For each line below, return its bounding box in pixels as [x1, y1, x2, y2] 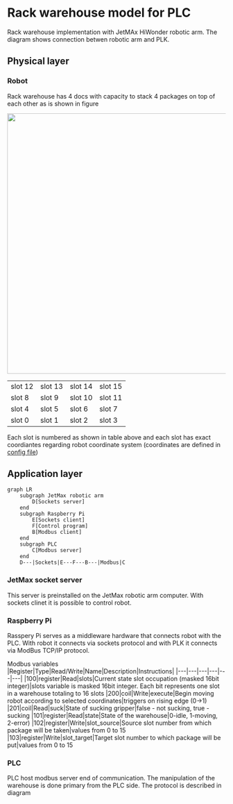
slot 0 [10, 415, 29, 425]
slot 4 [10, 404, 29, 414]
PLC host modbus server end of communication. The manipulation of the [7, 774, 215, 782]
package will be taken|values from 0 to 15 [7, 726, 126, 735]
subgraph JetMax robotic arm [19, 492, 104, 499]
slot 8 [10, 392, 29, 402]
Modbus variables [7, 660, 59, 668]
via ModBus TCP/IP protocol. [7, 646, 90, 655]
